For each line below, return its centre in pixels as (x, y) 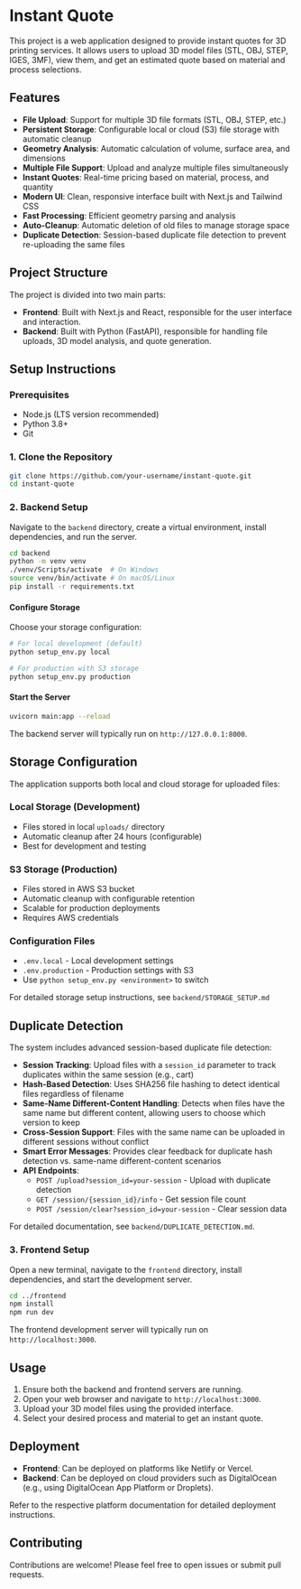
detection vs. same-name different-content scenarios (122, 1161)
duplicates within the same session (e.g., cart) (108, 1074)
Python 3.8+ (46, 424)
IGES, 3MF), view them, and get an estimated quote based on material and (147, 60)
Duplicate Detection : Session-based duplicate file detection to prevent (154, 235)
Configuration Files (52, 942)
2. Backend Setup (49, 507)
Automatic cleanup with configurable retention (109, 898)
